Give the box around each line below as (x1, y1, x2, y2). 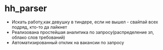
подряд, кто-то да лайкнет (11, 24, 67, 30)
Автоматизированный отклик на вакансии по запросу (11, 39, 124, 45)
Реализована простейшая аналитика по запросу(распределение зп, (11, 29, 154, 35)
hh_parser (4, 3, 47, 14)
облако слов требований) (11, 34, 65, 40)
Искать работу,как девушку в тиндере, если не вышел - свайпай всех (11, 19, 158, 25)
